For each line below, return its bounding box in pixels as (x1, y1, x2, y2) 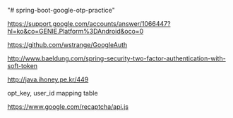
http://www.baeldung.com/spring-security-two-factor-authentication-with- (7, 54, 226, 63)
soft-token (7, 62, 37, 70)
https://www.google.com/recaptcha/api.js (7, 103, 129, 111)
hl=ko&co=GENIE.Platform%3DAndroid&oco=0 (7, 27, 144, 35)
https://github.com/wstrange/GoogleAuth (7, 41, 128, 48)
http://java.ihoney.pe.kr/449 (7, 75, 89, 84)
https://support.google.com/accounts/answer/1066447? (7, 20, 171, 27)
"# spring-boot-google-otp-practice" (7, 6, 115, 14)
